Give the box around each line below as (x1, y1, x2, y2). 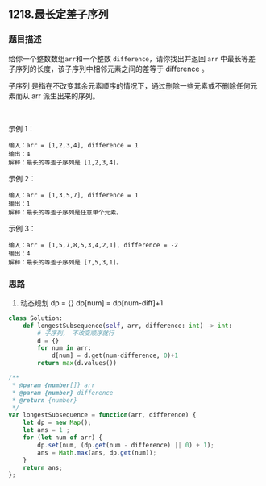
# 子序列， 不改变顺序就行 (37, 329, 114, 337)
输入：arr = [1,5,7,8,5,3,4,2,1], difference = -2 (8, 241, 179, 249)
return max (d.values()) (37, 359, 117, 368)
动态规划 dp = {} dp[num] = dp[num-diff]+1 (19, 297, 164, 308)
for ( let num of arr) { (23, 434, 103, 442)
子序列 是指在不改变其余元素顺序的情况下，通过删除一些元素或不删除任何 (8, 81, 251, 90)
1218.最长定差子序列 (8, 7, 109, 22)
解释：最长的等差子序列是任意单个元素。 (8, 208, 123, 216)
